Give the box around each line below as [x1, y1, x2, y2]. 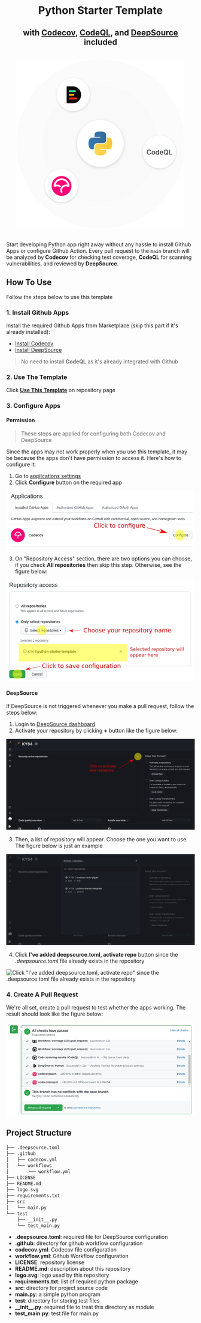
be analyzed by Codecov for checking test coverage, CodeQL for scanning [6, 253, 192, 261]
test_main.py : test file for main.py [14, 1310, 99, 1317]
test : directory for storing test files [14, 1297, 100, 1304]
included [83, 37, 118, 47]
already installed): [6, 328, 51, 336]
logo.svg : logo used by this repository [14, 1271, 109, 1279]
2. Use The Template [6, 373, 68, 381]
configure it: [6, 461, 36, 468]
